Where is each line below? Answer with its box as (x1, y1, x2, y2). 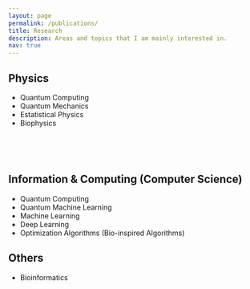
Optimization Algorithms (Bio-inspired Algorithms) (19, 228, 185, 238)
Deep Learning (19, 219, 70, 229)
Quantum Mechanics (19, 101, 89, 111)
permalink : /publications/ (8, 19, 99, 27)
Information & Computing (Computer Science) (8, 173, 243, 186)
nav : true (8, 42, 42, 50)
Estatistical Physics (19, 109, 84, 119)
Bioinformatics (19, 272, 68, 282)
